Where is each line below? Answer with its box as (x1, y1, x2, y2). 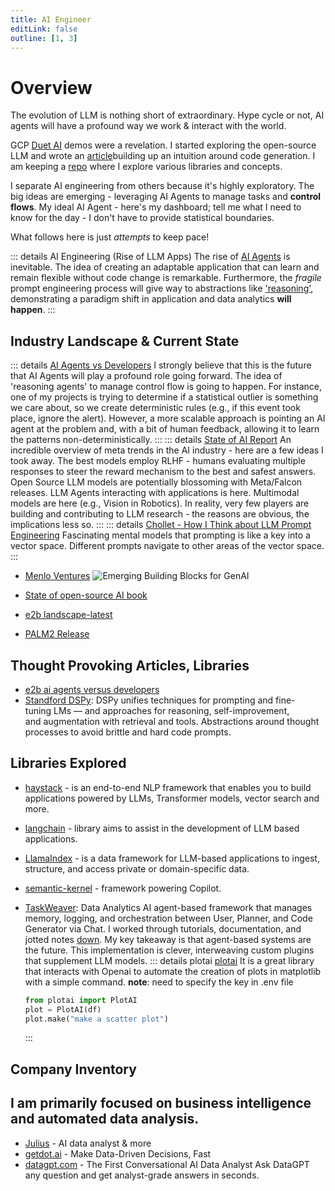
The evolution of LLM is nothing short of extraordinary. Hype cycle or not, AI (10, 109, 325, 121)
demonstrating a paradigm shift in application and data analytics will (10, 293, 292, 305)
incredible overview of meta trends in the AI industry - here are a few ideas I (10, 444, 324, 456)
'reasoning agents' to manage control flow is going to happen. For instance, (10, 381, 323, 393)
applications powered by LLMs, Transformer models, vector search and (24, 792, 320, 804)
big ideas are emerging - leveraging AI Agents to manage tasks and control (10, 191, 322, 203)
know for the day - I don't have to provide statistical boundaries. (10, 212, 275, 224)
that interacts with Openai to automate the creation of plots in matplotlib (24, 965, 322, 977)
